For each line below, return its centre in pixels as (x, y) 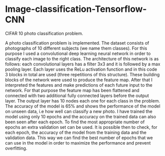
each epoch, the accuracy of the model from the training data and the (76, 132)
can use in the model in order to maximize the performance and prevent (78, 143)
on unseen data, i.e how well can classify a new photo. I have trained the (79, 111)
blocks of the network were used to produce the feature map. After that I (79, 80)
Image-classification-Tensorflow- (76, 9)
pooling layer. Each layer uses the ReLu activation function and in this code (81, 69)
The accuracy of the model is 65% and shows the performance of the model (83, 106)
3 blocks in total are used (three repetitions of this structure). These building (82, 74)
